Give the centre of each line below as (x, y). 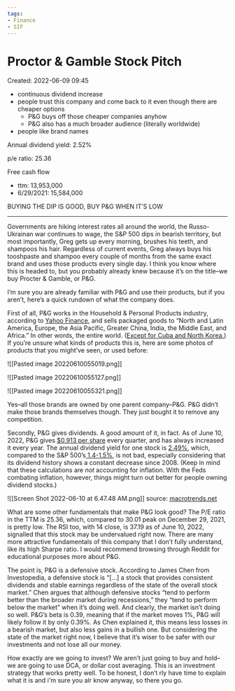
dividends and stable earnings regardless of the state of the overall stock (113, 585)
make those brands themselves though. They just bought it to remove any (113, 412)
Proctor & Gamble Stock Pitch (94, 61)
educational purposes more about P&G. (64, 557)
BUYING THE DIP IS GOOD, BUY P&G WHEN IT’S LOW (85, 206)
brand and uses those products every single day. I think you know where (112, 264)
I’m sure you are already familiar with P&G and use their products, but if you (116, 292)
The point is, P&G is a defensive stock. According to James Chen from (108, 570)
